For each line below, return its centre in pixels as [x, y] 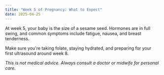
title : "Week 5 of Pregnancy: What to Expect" [54, 10]
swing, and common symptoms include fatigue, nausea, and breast [73, 33]
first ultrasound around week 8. [37, 53]
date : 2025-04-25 [23, 14]
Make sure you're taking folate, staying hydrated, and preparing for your [78, 48]
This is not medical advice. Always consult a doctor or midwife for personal [82, 63]
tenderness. [17, 38]
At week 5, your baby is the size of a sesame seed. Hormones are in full [78, 28]
